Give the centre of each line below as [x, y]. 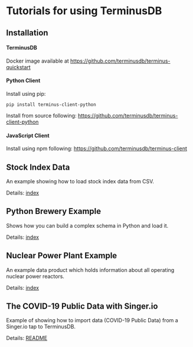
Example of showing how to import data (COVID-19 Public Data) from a [92, 320]
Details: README [27, 338]
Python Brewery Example [54, 211]
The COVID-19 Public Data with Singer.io [82, 307]
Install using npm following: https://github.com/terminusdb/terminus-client [97, 148]
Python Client [23, 80]
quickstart [18, 67]
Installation [27, 33]
